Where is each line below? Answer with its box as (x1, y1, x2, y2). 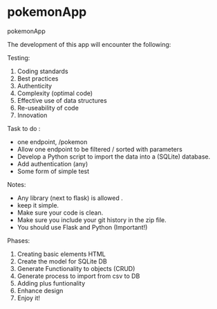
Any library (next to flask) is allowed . (17, 194, 123, 202)
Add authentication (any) (17, 159, 88, 168)
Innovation (17, 111, 48, 119)
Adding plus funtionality (17, 279, 86, 287)
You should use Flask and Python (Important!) (17, 223, 148, 231)
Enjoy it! (17, 294, 40, 302)
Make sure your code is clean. (17, 208, 104, 217)
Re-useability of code (17, 103, 79, 112)
